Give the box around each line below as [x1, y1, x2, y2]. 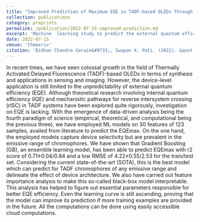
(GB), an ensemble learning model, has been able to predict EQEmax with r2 [6, 146, 193, 153]
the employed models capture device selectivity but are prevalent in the [6, 133, 182, 140]
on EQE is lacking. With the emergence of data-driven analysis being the [6, 108, 185, 115]
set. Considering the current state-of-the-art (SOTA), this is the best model [6, 158, 190, 165]
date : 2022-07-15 [6, 36, 49, 42]
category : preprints [6, 20, 58, 26]
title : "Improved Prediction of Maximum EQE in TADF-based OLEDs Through [6, 8, 193, 15]
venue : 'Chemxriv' [6, 42, 52, 48]
